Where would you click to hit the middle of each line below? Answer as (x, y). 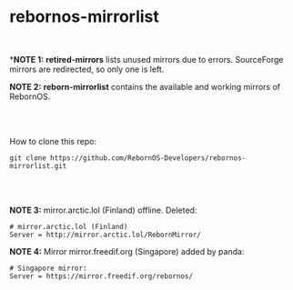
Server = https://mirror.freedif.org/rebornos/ (101, 276)
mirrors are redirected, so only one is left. (87, 69)
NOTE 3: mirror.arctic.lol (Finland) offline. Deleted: (103, 210)
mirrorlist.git (38, 165)
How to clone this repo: (53, 141)
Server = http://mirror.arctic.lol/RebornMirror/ (106, 235)
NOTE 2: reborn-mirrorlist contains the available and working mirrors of (145, 86)
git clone (28, 158)
